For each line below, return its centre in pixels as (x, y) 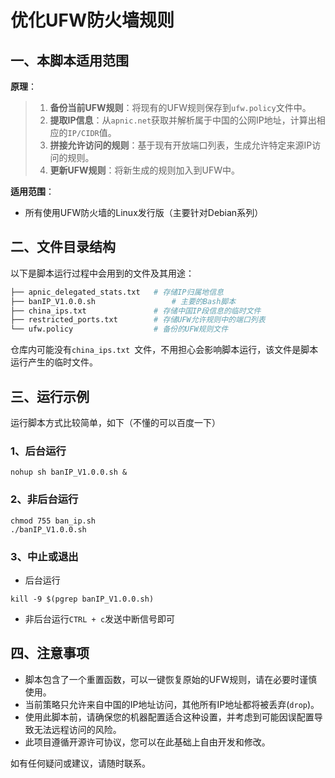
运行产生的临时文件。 (54, 362)
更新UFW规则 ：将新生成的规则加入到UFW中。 (145, 170)
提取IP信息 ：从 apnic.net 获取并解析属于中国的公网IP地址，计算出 (183, 120)
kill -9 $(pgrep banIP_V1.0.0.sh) (82, 599)
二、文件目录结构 (63, 247)
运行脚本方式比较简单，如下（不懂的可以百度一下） (115, 422)
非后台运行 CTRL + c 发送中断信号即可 (100, 618)
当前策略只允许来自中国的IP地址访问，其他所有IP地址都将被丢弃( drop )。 (172, 704)
